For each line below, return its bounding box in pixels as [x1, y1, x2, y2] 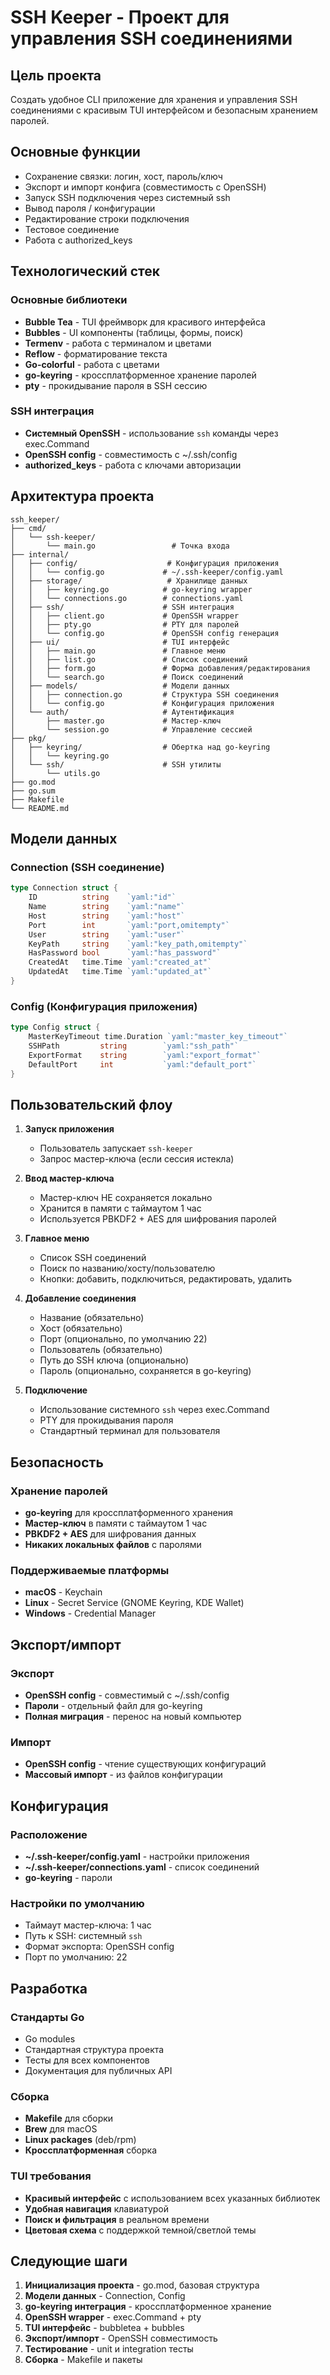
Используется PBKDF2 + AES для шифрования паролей [39, 1213, 277, 1225]
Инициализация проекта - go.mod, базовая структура [24, 2279, 260, 2291]
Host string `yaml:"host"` [28, 911, 186, 921]
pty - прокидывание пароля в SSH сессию [24, 379, 208, 391]
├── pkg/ [10, 733, 47, 743]
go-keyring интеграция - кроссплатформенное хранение [24, 2301, 272, 2313]
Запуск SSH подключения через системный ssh [24, 191, 231, 203]
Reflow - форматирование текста [24, 347, 168, 360]
